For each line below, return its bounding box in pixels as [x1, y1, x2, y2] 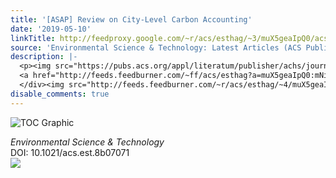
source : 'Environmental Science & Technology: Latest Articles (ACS [10, 42, 302, 53]
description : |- [10, 52, 78, 62]
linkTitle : [10, 33, 56, 43]
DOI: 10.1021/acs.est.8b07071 [10, 146, 130, 158]
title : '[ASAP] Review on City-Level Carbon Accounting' [10, 14, 253, 25]
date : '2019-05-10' [10, 24, 92, 34]
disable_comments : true [10, 89, 110, 99]
